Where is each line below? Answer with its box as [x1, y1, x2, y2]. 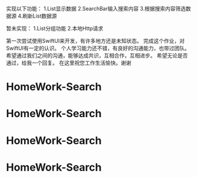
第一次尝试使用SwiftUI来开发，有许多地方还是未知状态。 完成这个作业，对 [6, 38, 185, 44]
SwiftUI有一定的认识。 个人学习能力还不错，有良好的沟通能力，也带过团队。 [6, 45, 190, 52]
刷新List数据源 [22, 12, 57, 19]
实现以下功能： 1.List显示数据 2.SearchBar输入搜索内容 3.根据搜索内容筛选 [6, 5, 186, 12]
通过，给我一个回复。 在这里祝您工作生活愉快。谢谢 [6, 59, 131, 66]
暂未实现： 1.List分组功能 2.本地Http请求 [6, 25, 103, 32]
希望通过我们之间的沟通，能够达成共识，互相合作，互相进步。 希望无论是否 [6, 52, 188, 59]
